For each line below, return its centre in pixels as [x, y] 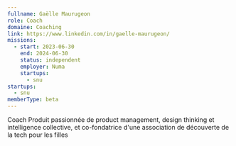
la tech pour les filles [38, 135]
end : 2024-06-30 [44, 54]
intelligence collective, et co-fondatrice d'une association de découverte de [118, 127]
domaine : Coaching [34, 27]
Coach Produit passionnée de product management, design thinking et [111, 120]
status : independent [50, 60]
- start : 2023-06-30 [44, 47]
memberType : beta [33, 100]
